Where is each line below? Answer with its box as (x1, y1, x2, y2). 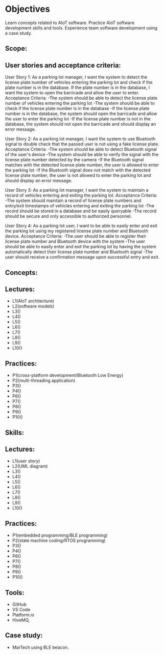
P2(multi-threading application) (12, 377, 76, 384)
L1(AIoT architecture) (12, 298, 54, 304)
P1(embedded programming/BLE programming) (12, 532, 108, 539)
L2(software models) (12, 303, 55, 309)
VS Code (12, 606, 30, 612)
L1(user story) (12, 458, 40, 464)
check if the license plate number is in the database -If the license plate (5, 106, 150, 112)
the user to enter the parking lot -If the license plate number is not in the (5, 116, 151, 122)
